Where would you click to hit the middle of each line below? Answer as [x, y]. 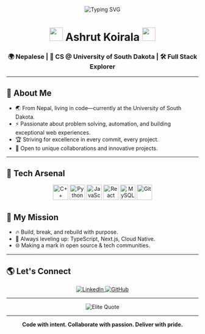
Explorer [103, 67]
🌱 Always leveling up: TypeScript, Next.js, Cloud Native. [85, 239]
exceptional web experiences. [53, 133]
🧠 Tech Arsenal [36, 173]
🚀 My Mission [33, 217]
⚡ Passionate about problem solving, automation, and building [93, 124]
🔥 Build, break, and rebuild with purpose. [67, 232]
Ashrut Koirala [103, 37]
